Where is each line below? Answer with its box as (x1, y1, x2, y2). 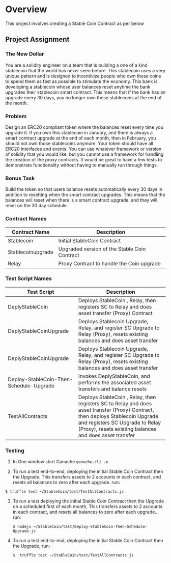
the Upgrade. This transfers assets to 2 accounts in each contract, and (12, 474, 161, 480)
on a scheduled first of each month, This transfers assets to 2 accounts (12, 503, 163, 510)
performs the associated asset (78, 379, 151, 386)
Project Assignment (5, 35, 70, 44)
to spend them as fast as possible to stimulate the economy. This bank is (5, 78, 158, 85)
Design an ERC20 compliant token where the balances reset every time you (5, 124, 164, 130)
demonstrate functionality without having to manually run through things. (5, 162, 158, 168)
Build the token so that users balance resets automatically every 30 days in (5, 186, 163, 192)
